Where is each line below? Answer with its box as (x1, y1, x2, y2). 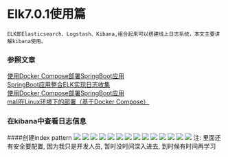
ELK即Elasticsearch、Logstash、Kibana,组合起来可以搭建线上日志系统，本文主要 (7, 30, 215, 38)
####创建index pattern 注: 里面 (7, 133, 215, 141)
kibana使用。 (12, 38, 47, 45)
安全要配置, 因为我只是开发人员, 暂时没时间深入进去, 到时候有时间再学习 (12, 142, 216, 150)
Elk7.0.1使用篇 (7, 6, 87, 22)
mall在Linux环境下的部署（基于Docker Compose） (7, 97, 150, 106)
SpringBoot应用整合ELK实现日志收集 (7, 80, 111, 89)
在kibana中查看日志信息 (7, 117, 87, 126)
